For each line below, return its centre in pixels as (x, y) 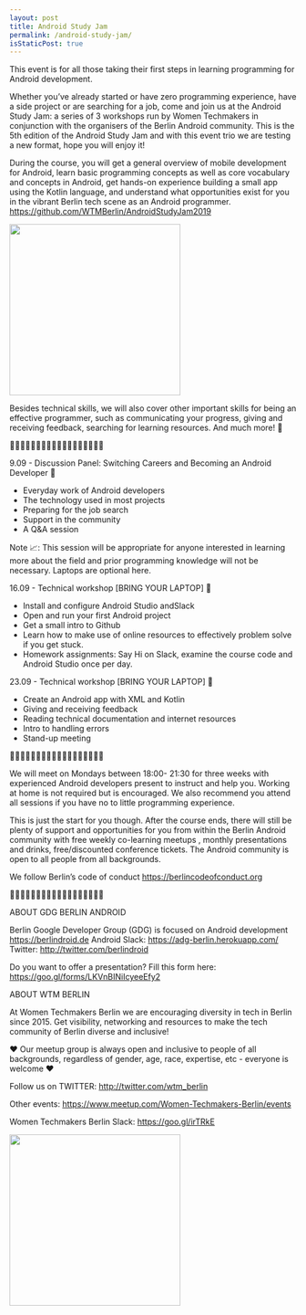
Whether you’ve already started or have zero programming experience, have (153, 97)
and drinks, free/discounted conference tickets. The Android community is (149, 849)
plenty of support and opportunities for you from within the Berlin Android (148, 830)
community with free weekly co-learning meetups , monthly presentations (148, 840)
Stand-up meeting (56, 738)
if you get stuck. (53, 645)
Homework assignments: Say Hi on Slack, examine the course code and (158, 655)
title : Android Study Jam (58, 26)
